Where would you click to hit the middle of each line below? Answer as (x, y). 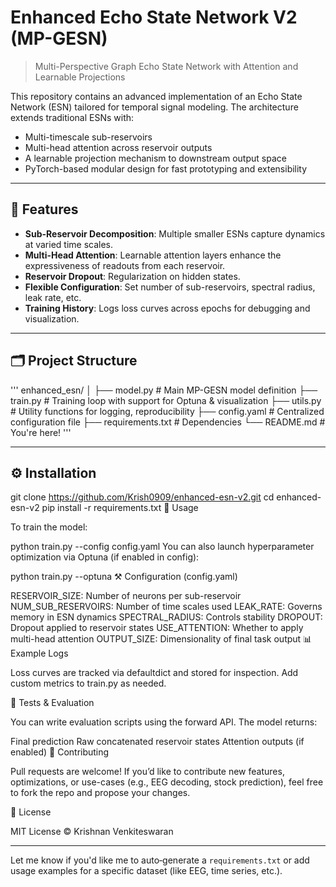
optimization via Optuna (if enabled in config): (105, 557)
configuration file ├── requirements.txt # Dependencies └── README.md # (168, 422)
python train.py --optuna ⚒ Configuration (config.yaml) (124, 577)
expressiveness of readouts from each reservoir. (125, 265)
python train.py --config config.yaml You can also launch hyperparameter (162, 547)
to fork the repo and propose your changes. (100, 793)
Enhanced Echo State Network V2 (154, 17)
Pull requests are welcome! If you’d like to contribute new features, (147, 772)
